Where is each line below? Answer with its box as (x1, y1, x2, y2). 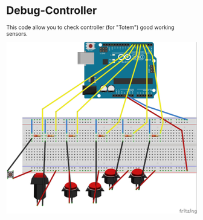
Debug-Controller (6, 4, 97, 18)
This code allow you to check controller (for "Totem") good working (6, 24, 175, 31)
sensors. (6, 30, 28, 37)
